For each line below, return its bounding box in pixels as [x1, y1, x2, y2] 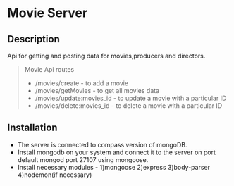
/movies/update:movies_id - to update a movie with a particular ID [35, 94, 227, 102]
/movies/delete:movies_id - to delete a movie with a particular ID [35, 101, 223, 110]
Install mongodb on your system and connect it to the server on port [17, 148, 216, 156]
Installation [7, 122, 58, 134]
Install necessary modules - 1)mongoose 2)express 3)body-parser [17, 163, 210, 171]
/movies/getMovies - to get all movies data [35, 87, 160, 94]
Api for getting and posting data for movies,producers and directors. [7, 51, 206, 60]
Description [7, 33, 60, 45]
